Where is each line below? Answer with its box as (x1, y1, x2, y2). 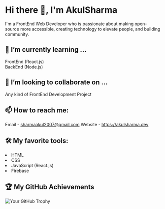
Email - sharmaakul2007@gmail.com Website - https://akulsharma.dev (5, 122, 149, 128)
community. (5, 31, 29, 37)
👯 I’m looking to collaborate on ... (5, 78, 108, 87)
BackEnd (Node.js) (5, 64, 43, 70)
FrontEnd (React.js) (5, 59, 44, 65)
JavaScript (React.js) (11, 163, 54, 169)
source (5, 26, 20, 32)
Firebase (11, 168, 29, 174)
